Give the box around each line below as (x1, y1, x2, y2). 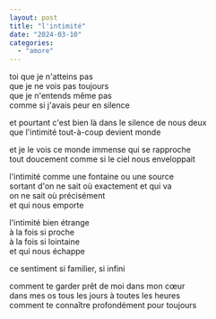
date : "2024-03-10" (9, 30, 82, 39)
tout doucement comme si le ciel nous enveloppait (9, 154, 195, 164)
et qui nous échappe (9, 246, 85, 257)
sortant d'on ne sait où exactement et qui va (9, 181, 172, 191)
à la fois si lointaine (9, 236, 81, 247)
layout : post (9, 13, 58, 22)
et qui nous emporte (9, 199, 84, 211)
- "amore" (17, 47, 54, 56)
